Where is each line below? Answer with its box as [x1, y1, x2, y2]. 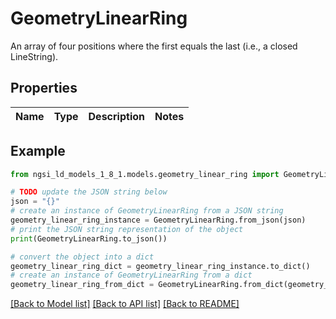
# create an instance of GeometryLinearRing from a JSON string [10, 206, 284, 216]
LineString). [10, 50, 59, 62]
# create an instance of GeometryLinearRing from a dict [10, 270, 253, 281]
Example [10, 143, 66, 160]
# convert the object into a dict [10, 252, 155, 262]
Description [88, 109, 145, 123]
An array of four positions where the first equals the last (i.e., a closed [10, 40, 298, 52]
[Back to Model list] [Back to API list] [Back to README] [10, 298, 240, 310]
